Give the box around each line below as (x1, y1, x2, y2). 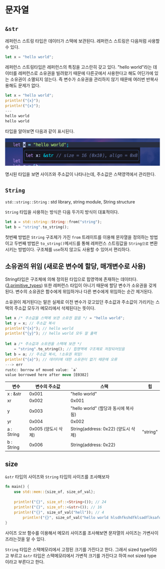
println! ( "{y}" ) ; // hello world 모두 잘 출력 (5, 331, 97, 336)
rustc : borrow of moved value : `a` (5, 367, 78, 372)
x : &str (7, 391, 22, 397)
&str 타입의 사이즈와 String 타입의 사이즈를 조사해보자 (5, 474, 110, 480)
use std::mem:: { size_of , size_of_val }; (14, 489, 96, 494)
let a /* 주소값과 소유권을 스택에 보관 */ (5, 341, 82, 346)
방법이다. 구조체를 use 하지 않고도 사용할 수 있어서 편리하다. (18, 247, 131, 253)
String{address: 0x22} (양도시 (70, 426, 130, 432)
